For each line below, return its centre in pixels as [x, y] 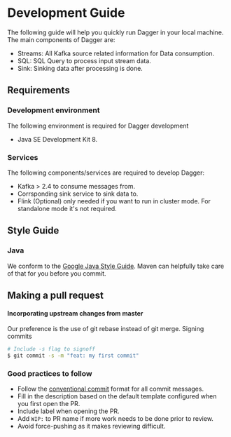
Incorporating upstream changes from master [75, 313]
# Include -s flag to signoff [51, 349]
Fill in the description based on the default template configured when [117, 396]
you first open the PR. [49, 404]
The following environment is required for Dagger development [98, 126]
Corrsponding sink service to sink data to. [78, 194]
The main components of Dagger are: [61, 39]
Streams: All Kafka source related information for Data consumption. [116, 53]
